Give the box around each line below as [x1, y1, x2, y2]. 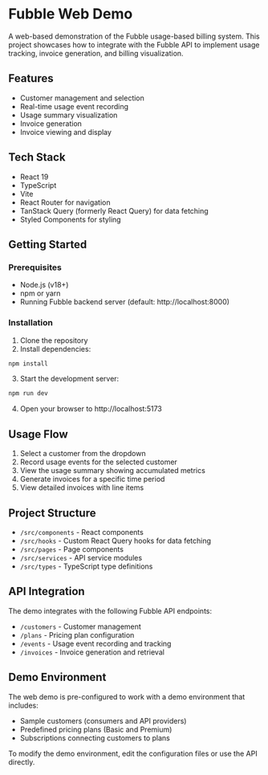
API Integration [8, 585, 86, 598]
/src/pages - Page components [19, 544, 124, 554]
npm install [8, 359, 48, 368]
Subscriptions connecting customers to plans [19, 732, 171, 743]
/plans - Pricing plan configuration [19, 630, 135, 639]
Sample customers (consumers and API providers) [19, 716, 187, 725]
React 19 [19, 172, 49, 182]
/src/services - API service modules [19, 553, 143, 562]
